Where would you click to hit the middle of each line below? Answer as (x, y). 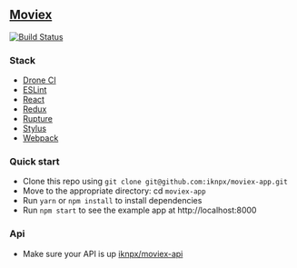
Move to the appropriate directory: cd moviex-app (114, 191)
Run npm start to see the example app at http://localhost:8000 (139, 210)
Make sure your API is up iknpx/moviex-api (103, 253)
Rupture (37, 119)
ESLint (35, 90)
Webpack (40, 138)
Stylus (35, 129)
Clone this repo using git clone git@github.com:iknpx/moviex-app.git (155, 182)
